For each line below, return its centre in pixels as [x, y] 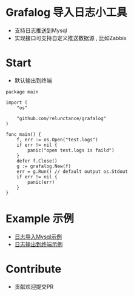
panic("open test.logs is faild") [71, 150]
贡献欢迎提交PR [34, 286]
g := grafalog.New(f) [44, 166]
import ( [17, 103]
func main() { [24, 134]
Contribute [34, 269]
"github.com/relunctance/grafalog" [62, 118]
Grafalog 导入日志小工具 [67, 12]
